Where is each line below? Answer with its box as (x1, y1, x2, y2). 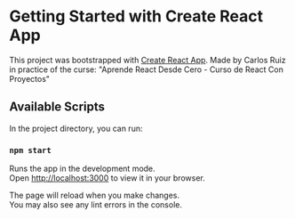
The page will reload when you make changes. (9, 190, 180, 201)
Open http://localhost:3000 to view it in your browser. (9, 173, 206, 183)
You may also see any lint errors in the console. (9, 199, 182, 210)
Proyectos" (9, 73, 51, 84)
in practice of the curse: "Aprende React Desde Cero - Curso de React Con (9, 64, 284, 75)
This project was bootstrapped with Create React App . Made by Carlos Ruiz (9, 54, 286, 65)
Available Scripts (9, 100, 105, 115)
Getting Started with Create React (9, 6, 264, 27)
